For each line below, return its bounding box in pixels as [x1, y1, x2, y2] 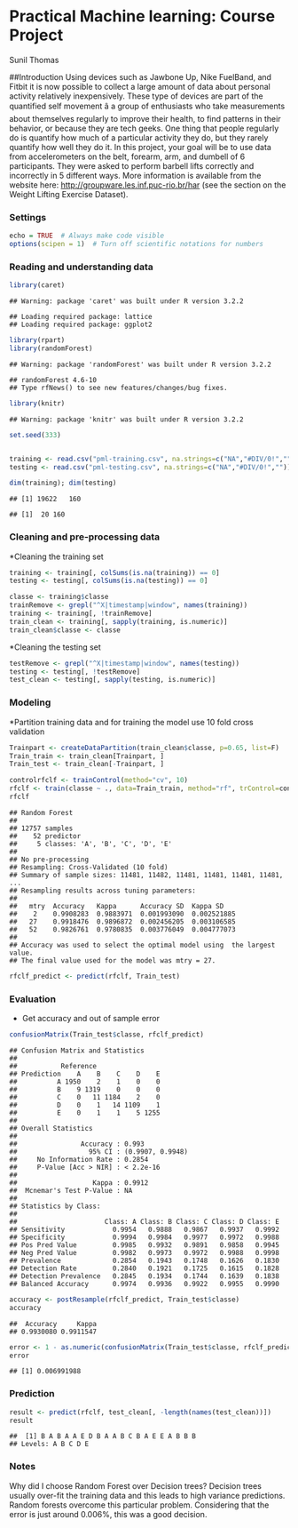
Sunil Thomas [9, 54, 59, 65]
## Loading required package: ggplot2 [9, 320, 153, 330]
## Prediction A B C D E [9, 1069, 161, 1078]
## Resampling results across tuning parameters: [9, 886, 197, 895]
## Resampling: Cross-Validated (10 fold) [9, 862, 169, 872]
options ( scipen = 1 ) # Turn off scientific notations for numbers [9, 240, 264, 249]
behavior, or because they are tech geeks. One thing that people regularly [9, 123, 279, 133]
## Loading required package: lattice [9, 313, 153, 322]
